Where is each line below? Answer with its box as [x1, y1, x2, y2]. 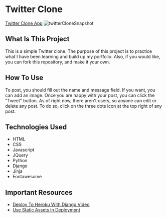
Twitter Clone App [5, 20, 43, 26]
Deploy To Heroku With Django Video [12, 201, 90, 207]
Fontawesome [12, 174, 42, 180]
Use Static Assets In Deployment [12, 207, 80, 213]
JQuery [12, 152, 29, 158]
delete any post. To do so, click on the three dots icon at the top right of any [5, 103, 162, 109]
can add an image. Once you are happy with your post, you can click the [5, 92, 155, 98]
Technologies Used [5, 122, 67, 131]
